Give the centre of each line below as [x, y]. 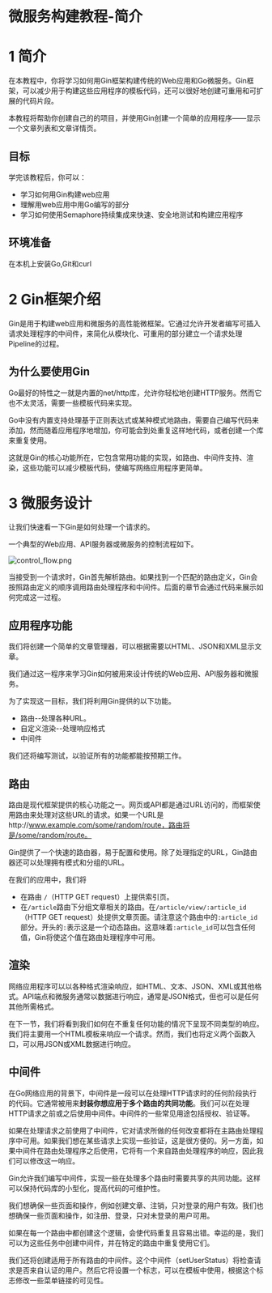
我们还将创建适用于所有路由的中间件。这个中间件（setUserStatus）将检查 [132, 1260]
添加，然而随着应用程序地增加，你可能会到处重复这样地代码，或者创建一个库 [136, 430]
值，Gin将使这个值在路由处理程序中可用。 [89, 938]
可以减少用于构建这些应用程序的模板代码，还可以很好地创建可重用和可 [139, 91]
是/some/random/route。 [50, 836]
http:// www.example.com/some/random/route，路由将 [99, 825]
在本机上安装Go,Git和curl [50, 263]
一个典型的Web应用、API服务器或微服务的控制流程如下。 [103, 544]
